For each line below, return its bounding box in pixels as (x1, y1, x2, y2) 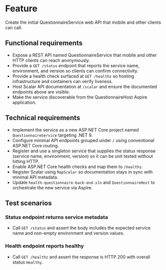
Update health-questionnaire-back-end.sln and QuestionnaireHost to (12, 179, 155, 185)
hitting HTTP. (12, 158, 40, 164)
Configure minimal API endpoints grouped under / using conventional (12, 137, 155, 143)
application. (12, 99, 37, 105)
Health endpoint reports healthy (5, 243, 84, 250)
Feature (5, 3, 38, 14)
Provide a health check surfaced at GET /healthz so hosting (12, 73, 135, 79)
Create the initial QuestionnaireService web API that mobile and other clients (5, 19, 161, 25)
